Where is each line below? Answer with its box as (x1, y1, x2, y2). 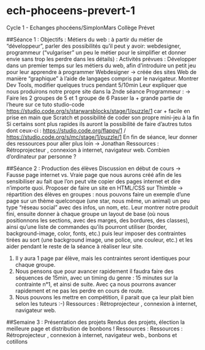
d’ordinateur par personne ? (6, 152, 76, 160)
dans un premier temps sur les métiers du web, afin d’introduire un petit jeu (6, 62, 196, 69)
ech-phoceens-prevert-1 (6, 4, 136, 18)
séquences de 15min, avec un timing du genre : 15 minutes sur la (15, 274, 179, 281)
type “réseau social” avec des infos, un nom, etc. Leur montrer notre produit (6, 203, 199, 211)
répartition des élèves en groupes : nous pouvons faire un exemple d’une (6, 190, 191, 198)
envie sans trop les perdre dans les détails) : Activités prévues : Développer (6, 55, 197, 62)
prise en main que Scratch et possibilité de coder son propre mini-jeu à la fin (6, 114, 199, 121)
